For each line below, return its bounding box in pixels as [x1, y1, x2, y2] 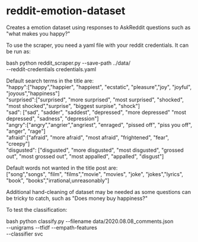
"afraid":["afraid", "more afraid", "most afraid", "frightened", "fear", [6, 133, 170, 141]
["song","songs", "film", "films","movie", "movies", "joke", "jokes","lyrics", [6, 170, 184, 177]
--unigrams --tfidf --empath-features [6, 224, 98, 231]
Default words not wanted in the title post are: [6, 164, 118, 171]
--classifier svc [6, 230, 43, 237]
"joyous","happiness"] [6, 90, 60, 97]
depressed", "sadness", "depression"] [6, 114, 99, 122]
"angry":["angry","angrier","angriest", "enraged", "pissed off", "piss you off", [6, 121, 193, 128]
